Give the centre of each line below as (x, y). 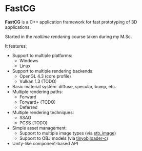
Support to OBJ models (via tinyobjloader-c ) (64, 138)
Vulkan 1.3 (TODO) (38, 81)
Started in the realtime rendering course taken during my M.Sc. (69, 37)
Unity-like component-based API (45, 143)
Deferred (29, 107)
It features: (16, 46)
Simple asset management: (40, 128)
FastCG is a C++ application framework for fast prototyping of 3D (71, 22)
